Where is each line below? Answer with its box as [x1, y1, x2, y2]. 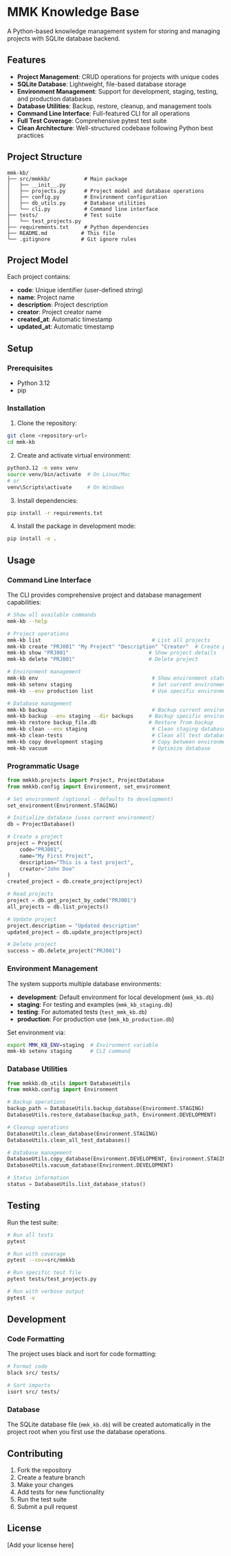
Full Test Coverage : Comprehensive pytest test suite [16, 116, 167, 125]
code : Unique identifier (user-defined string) [16, 286, 144, 294]
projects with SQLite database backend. [7, 34, 120, 42]
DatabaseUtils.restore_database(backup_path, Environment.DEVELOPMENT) [7, 1112, 217, 1118]
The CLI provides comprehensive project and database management [7, 591, 201, 600]
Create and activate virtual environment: [16, 451, 131, 460]
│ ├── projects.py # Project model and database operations [7, 187, 205, 194]
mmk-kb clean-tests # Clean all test [7, 732, 201, 739]
